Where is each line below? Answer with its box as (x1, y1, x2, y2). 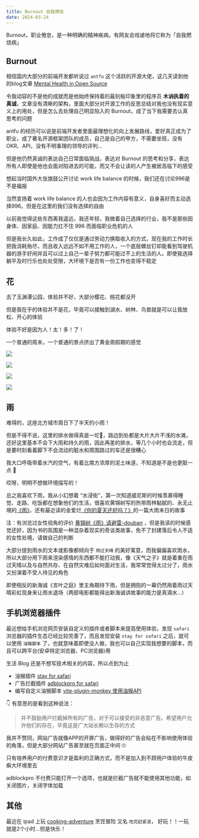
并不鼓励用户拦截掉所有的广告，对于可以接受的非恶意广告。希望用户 (20, 714, 187, 721)
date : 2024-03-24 (6, 14, 49, 20)
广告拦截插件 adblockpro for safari (14, 680, 99, 687)
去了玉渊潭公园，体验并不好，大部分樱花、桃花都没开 (6, 293, 136, 300)
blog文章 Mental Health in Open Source (11, 80, 108, 87)
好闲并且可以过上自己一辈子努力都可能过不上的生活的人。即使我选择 (26, 250, 193, 257)
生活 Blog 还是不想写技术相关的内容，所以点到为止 (6, 659, 129, 666)
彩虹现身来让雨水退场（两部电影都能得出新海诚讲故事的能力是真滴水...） (11, 589, 188, 596)
